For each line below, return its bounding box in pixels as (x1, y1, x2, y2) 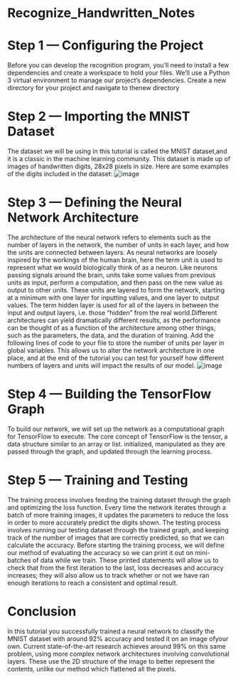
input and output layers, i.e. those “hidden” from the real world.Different (7, 309, 217, 317)
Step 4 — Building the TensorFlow (7, 386, 212, 402)
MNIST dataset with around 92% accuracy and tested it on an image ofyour (7, 634, 229, 643)
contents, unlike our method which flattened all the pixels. (7, 664, 176, 673)
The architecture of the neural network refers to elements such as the (7, 233, 211, 241)
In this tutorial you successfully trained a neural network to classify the (7, 627, 215, 635)
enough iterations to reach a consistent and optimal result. (7, 578, 178, 587)
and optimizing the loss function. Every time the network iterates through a (7, 503, 226, 512)
